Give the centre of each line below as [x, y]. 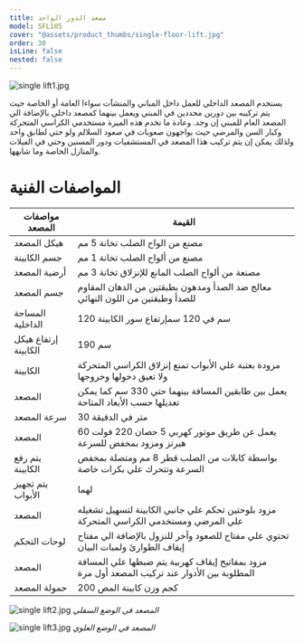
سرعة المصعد [41, 417]
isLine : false [36, 52]
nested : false [36, 60]
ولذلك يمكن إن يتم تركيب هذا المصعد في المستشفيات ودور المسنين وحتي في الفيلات [152, 142]
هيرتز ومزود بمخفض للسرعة [132, 442]
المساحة [30, 313]
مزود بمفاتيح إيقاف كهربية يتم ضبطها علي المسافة [172, 562]
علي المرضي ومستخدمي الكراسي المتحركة [161, 521]
